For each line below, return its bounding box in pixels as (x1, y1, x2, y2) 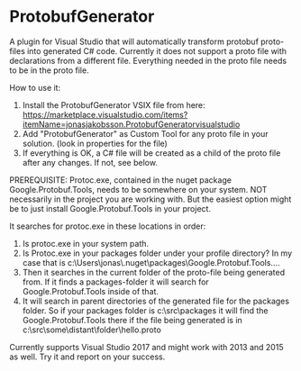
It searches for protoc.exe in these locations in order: (9, 221, 206, 231)
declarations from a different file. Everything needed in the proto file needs (9, 55, 287, 66)
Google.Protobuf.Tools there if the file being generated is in (22, 314, 243, 325)
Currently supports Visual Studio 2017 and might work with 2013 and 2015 (9, 341, 284, 352)
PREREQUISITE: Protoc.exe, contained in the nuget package (9, 174, 233, 185)
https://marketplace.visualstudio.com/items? (22, 109, 188, 120)
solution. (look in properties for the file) (22, 138, 169, 149)
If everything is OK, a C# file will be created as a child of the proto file (22, 147, 281, 158)
